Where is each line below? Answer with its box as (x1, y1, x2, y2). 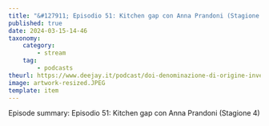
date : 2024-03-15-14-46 (8, 26, 88, 35)
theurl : (8, 71, 34, 79)
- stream (37, 49, 66, 57)
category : (22, 42, 56, 50)
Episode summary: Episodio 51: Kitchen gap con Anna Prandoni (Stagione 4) (8, 108, 260, 118)
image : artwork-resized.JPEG (8, 79, 106, 87)
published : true (8, 19, 62, 27)
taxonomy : (8, 34, 42, 43)
